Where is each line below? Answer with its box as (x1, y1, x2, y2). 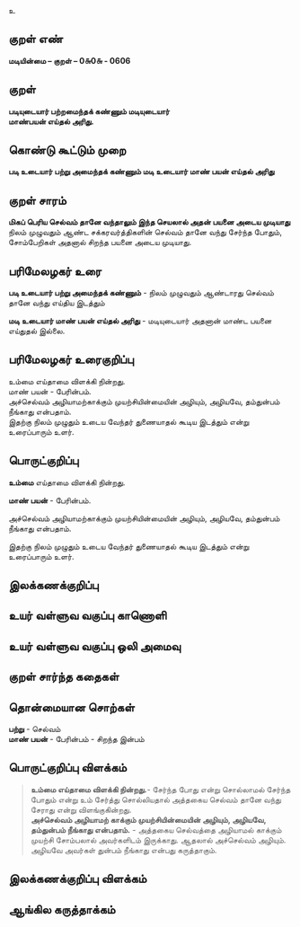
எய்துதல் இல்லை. (8, 325, 66, 337)
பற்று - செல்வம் (8, 724, 61, 735)
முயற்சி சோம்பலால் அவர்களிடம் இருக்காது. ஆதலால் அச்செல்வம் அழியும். (30, 834, 287, 845)
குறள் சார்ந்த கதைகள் (8, 669, 119, 684)
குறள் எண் (8, 31, 64, 47)
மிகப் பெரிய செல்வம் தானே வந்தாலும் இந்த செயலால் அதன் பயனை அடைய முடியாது (8, 216, 291, 227)
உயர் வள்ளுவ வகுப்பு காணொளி (8, 608, 167, 623)
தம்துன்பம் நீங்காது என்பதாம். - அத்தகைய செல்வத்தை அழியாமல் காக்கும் (30, 824, 282, 835)
